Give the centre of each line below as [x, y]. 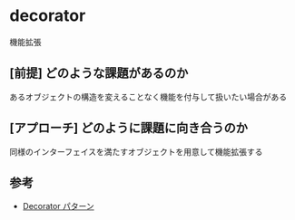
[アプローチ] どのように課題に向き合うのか [128, 128]
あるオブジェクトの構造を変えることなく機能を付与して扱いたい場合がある [148, 97]
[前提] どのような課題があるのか [99, 73]
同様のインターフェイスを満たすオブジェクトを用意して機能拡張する [136, 151]
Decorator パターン [58, 206]
